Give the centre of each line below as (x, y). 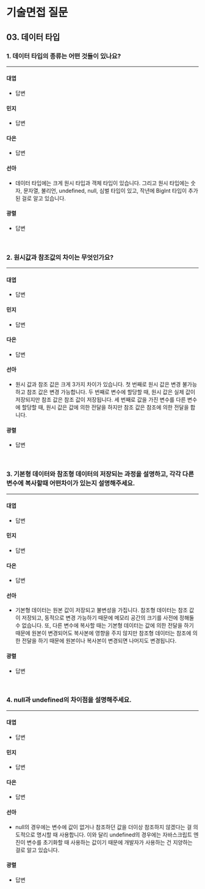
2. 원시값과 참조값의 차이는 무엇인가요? (60, 257)
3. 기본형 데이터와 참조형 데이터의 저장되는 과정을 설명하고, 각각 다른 (100, 474)
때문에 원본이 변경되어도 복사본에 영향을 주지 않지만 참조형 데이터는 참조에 (103, 633)
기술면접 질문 (37, 13)
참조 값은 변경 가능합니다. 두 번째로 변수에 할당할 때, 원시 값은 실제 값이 (111, 392)
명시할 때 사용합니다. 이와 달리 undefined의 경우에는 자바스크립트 (114, 835)
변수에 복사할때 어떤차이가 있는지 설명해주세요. (71, 483)
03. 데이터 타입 (33, 37)
